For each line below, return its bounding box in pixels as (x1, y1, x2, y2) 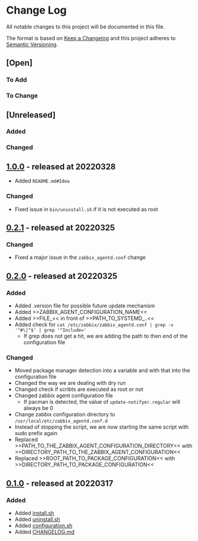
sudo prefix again (14, 430, 58, 437)
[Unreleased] (6, 110, 56, 120)
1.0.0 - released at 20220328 (6, 161, 116, 171)
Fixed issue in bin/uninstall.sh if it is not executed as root (14, 205, 158, 213)
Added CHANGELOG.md (14, 528, 75, 535)
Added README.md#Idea (14, 177, 70, 184)
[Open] (6, 58, 33, 68)
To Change (6, 92, 38, 100)
